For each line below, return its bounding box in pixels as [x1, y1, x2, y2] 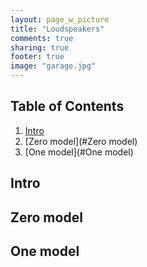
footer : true [10, 52, 65, 62]
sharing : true [10, 42, 70, 53]
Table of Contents [10, 98, 125, 115]
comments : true [10, 33, 74, 43]
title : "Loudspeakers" [10, 24, 105, 34]
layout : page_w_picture [10, 14, 110, 25]
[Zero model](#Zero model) [24, 135, 138, 147]
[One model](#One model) [24, 146, 134, 158]
